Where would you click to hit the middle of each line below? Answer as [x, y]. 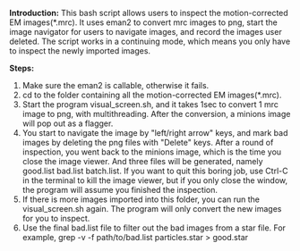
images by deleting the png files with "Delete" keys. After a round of [148, 142]
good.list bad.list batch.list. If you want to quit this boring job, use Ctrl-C [155, 171]
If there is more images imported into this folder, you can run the [141, 199]
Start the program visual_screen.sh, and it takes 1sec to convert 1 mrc [150, 105]
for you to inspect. [56, 218]
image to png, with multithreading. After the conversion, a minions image [156, 114]
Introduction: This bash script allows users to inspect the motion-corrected [149, 13]
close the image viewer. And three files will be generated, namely [142, 161]
